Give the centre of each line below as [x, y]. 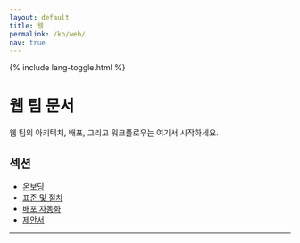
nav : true [28, 42]
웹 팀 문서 [42, 106]
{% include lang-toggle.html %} [67, 68]
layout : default [39, 17]
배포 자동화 [42, 209]
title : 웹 [27, 26]
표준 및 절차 [43, 198]
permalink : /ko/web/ [48, 34]
